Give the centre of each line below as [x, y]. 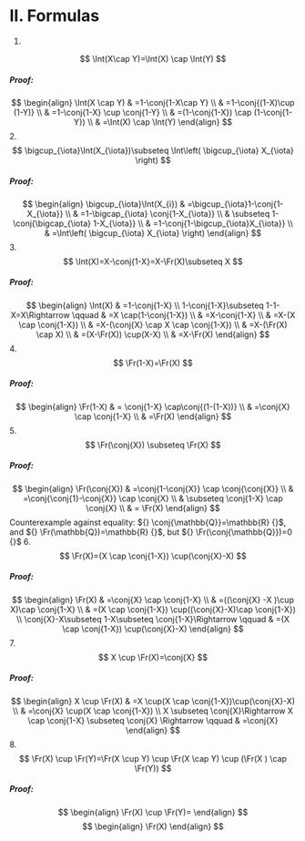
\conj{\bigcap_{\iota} [52, 223]
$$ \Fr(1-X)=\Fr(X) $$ [153, 363]
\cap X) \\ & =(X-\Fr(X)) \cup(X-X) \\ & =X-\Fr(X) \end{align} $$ [153, 334]
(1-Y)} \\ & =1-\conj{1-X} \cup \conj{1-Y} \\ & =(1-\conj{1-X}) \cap [132, 112]
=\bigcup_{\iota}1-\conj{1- [235, 204]
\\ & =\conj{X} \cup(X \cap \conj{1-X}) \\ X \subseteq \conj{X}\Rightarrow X [153, 711]
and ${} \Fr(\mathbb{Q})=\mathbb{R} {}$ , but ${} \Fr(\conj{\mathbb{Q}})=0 [151, 532]
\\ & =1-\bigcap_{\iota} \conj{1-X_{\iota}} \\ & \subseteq [168, 213]
